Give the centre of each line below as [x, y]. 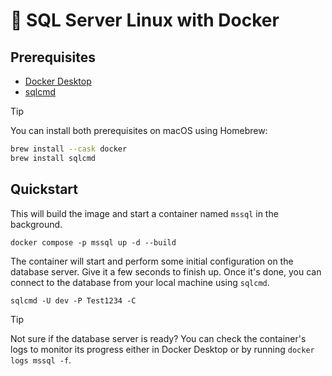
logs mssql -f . [41, 360]
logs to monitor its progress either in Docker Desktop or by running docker [162, 349]
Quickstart [44, 189]
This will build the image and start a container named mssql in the [144, 213]
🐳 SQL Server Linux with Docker [145, 20]
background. [36, 224]
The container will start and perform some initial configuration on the [152, 261]
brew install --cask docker [69, 149]
